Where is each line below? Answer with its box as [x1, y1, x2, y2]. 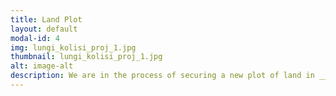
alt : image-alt [10, 61, 74, 71]
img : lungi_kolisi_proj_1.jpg [10, 42, 137, 53]
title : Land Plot [10, 14, 83, 25]
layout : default [10, 24, 78, 34]
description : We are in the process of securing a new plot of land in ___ [10, 71, 333, 81]
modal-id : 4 [10, 33, 60, 43]
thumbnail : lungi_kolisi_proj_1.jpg [10, 52, 163, 62]
